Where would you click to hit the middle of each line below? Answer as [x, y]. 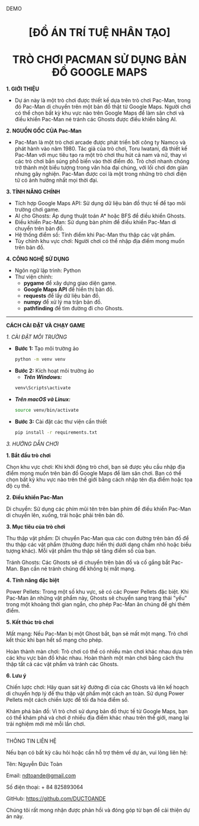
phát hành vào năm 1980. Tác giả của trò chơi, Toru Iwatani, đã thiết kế [101, 149]
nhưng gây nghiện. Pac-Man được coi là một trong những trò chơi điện [101, 174]
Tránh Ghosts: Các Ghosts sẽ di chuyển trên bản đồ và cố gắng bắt [88, 562]
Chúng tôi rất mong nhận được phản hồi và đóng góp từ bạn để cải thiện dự [98, 810]
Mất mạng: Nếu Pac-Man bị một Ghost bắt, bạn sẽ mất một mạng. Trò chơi [97, 633]
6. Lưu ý [16, 675]
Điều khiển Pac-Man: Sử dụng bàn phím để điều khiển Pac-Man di [95, 222]
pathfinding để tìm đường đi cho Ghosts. [74, 308]
